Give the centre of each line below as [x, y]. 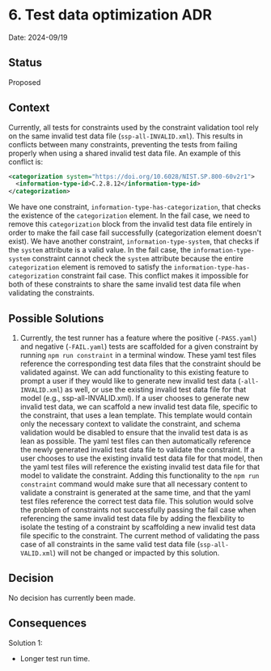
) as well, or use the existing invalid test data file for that [153, 389]
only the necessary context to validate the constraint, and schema [130, 424]
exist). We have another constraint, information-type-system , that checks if [134, 241]
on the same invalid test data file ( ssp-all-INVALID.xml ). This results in [126, 136]
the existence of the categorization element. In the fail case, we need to [129, 215]
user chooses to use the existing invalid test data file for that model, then [141, 458]
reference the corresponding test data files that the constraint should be [140, 363]
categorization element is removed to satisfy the [90, 267]
